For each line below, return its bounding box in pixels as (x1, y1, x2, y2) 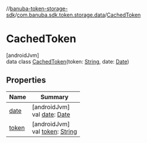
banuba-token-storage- (9, 5, 68, 12)
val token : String (31, 127, 77, 135)
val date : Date (31, 110, 71, 118)
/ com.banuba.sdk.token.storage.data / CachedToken (14, 11, 141, 18)
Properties (6, 75, 46, 85)
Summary (40, 93, 69, 101)
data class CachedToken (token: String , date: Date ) (6, 58, 129, 65)
